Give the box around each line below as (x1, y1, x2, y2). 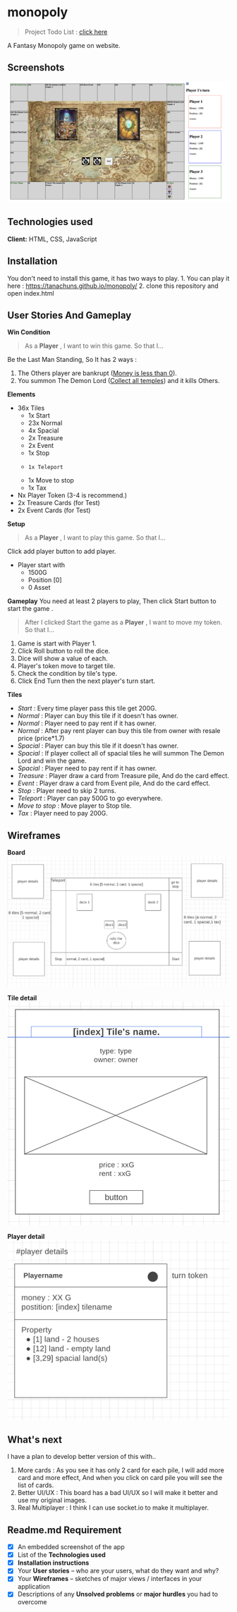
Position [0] (28, 576, 62, 584)
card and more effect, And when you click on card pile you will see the (17, 1474, 223, 1482)
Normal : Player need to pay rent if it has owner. (17, 719, 157, 727)
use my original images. (17, 1496, 87, 1505)
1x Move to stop (28, 476, 74, 485)
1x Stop (28, 449, 50, 457)
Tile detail (7, 994, 37, 1002)
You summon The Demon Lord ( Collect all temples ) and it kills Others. (17, 377, 220, 385)
